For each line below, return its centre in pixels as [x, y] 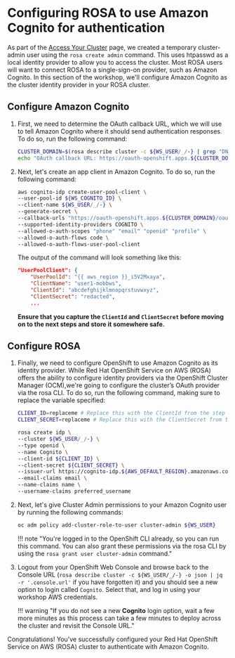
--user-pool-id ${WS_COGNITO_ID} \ [69, 198]
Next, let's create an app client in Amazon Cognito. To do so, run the [116, 172]
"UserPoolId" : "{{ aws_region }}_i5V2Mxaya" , [98, 277]
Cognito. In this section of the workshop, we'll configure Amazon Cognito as [117, 77]
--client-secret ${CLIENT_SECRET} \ [71, 465]
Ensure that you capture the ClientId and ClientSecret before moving [121, 316]
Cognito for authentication [86, 28]
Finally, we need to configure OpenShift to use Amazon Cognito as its [118, 363]
